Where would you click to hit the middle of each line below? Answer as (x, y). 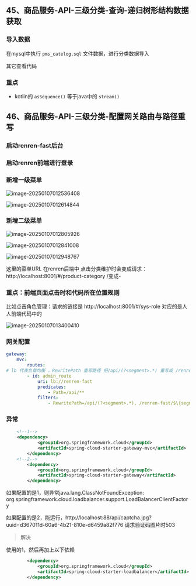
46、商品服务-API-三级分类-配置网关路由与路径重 (96, 117)
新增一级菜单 (24, 180)
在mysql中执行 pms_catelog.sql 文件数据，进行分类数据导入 (78, 53)
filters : (48, 398)
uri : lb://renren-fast (65, 381)
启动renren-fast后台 (35, 146)
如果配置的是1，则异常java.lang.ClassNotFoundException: (75, 493)
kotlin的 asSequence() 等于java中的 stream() (67, 96)
